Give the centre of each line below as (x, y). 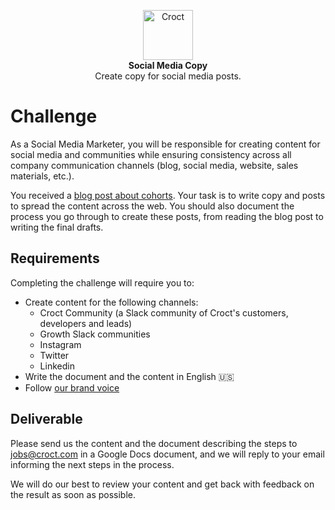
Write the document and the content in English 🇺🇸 (129, 376)
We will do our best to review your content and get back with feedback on (162, 484)
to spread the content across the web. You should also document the (152, 206)
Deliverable (46, 419)
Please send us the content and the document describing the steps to (154, 443)
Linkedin (57, 366)
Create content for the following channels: (111, 302)
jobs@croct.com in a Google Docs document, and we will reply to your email (167, 454)
